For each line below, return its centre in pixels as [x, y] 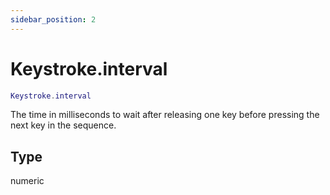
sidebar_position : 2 [53, 19]
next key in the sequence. [63, 125]
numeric [27, 181]
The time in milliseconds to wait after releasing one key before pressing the [165, 115]
